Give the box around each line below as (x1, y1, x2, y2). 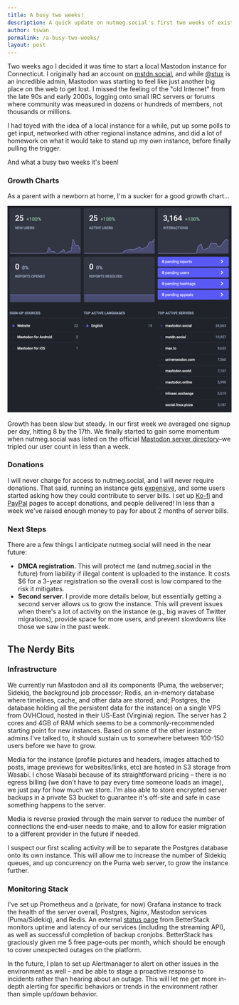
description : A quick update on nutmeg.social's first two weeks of (7, 19, 215, 26)
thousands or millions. (7, 108, 73, 116)
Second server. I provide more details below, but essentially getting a (17, 592, 222, 601)
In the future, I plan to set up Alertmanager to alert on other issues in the (7, 959, 219, 968)
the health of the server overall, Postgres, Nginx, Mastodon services (7, 908, 208, 917)
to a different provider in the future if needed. (7, 830, 140, 838)
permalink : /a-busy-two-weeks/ (7, 34, 100, 41)
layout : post (7, 41, 46, 49)
